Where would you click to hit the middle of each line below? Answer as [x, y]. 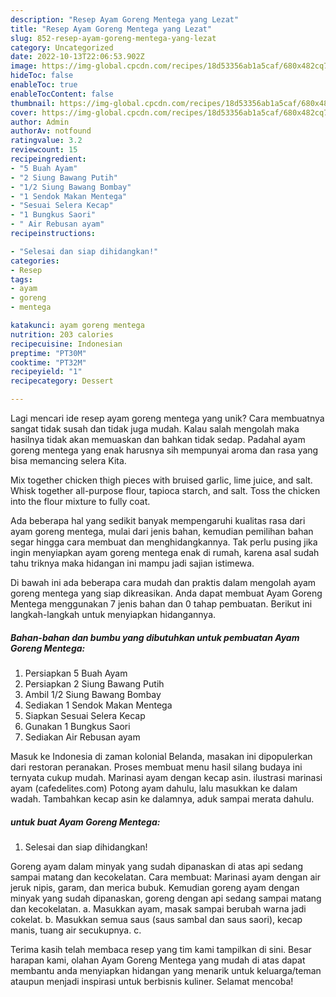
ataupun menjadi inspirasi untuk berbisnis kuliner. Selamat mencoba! [152, 981]
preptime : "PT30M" [48, 353]
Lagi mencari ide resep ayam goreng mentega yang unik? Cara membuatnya [167, 418]
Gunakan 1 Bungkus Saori [77, 726]
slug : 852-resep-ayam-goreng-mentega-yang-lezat [113, 38]
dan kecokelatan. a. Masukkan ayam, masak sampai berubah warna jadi [158, 908]
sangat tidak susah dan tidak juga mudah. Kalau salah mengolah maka [155, 429]
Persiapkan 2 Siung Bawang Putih [94, 683]
